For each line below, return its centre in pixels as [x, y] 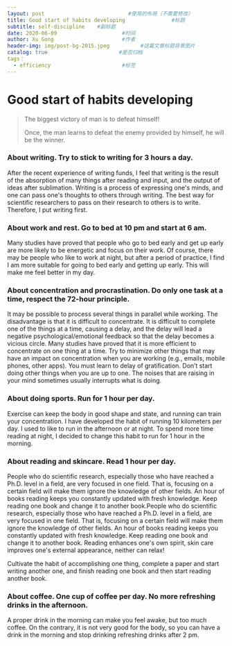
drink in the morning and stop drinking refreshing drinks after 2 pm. [103, 635]
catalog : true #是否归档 [75, 53]
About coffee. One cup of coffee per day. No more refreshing [111, 596]
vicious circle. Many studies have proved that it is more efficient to [102, 344]
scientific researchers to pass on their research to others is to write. [104, 202]
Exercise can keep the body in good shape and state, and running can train [114, 413]
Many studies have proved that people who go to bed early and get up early [115, 243]
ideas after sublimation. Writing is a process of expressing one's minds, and [115, 188]
